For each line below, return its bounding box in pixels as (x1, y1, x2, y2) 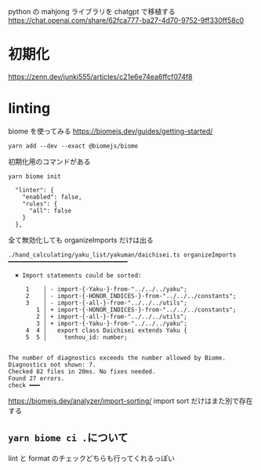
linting (8, 100, 51, 118)
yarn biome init (8, 172, 61, 180)
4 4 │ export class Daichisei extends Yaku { (25, 326, 188, 334)
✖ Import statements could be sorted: (15, 271, 143, 279)
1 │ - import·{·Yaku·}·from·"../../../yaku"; (25, 285, 188, 293)
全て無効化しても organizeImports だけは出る (8, 235, 154, 245)
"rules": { (22, 199, 58, 208)
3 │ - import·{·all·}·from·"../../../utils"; (25, 299, 188, 307)
